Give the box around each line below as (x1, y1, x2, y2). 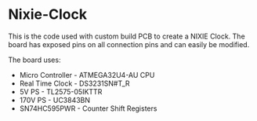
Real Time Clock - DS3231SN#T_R (19, 79, 131, 88)
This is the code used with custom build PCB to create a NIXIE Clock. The (8, 31, 245, 41)
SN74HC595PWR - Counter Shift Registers (19, 104, 157, 113)
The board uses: (8, 55, 61, 64)
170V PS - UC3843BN (19, 95, 91, 104)
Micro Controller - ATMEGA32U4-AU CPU (19, 70, 155, 79)
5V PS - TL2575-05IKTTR (19, 86, 103, 96)
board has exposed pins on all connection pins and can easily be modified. (8, 39, 250, 49)
